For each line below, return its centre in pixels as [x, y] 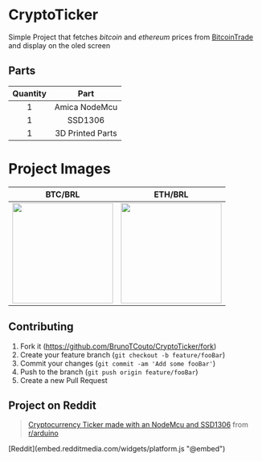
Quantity [29, 93]
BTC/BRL [63, 194]
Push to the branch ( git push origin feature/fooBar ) [109, 372]
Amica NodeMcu [86, 107]
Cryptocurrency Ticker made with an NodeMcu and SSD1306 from [138, 425]
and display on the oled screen [59, 45]
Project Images [59, 168]
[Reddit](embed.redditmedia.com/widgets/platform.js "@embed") [117, 449]
